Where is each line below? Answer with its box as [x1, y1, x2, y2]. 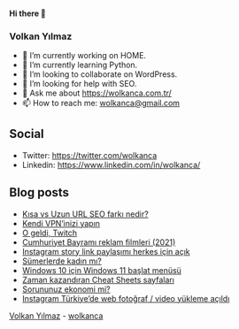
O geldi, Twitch [21, 227, 78, 238]
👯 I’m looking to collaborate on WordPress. [21, 68, 178, 80]
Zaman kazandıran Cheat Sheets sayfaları [21, 274, 175, 285]
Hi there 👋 [9, 8, 46, 19]
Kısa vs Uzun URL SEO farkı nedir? [21, 209, 149, 219]
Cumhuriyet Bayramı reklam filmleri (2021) [21, 236, 176, 248]
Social [9, 126, 44, 142]
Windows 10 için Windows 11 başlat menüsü [21, 264, 181, 275]
